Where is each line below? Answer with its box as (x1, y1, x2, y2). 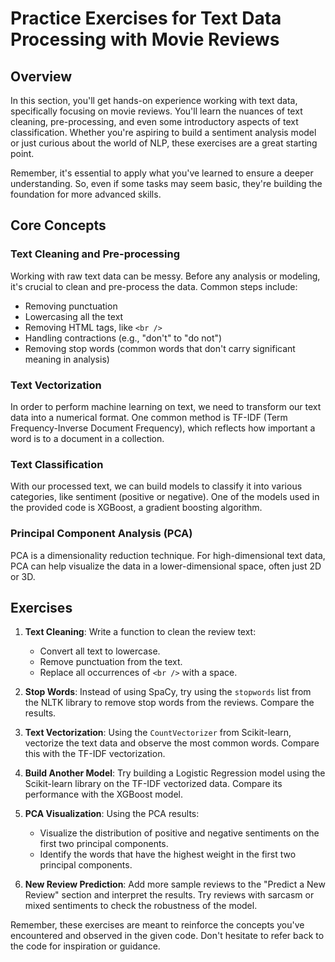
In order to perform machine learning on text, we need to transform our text (10, 400, 322, 412)
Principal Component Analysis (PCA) (10, 527, 193, 541)
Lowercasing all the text (24, 310, 124, 322)
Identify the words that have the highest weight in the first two (39, 848, 297, 861)
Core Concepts (10, 217, 107, 234)
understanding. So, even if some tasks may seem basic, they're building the (10, 178, 323, 189)
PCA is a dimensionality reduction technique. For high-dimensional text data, (10, 549, 326, 561)
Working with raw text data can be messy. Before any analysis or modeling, (10, 270, 321, 282)
